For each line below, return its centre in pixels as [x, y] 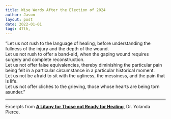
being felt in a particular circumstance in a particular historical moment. [80, 70]
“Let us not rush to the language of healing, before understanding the [78, 43]
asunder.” [15, 92]
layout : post [19, 19]
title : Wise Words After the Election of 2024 [55, 10]
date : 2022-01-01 [24, 24]
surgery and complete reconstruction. [45, 59]
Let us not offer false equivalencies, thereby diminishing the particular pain [84, 65]
